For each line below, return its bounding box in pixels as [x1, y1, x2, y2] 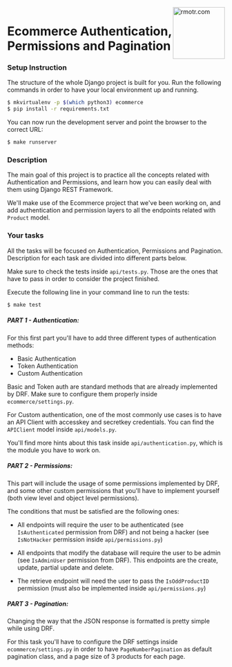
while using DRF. [7, 624, 55, 632]
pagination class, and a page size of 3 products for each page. [7, 652, 186, 661]
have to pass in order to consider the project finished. [7, 274, 160, 282]
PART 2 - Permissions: [7, 462, 73, 470]
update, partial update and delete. [17, 563, 114, 572]
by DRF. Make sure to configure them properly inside [7, 389, 157, 398]
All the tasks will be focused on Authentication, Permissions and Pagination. [7, 246, 223, 255]
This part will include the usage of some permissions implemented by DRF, [7, 479, 220, 487]
